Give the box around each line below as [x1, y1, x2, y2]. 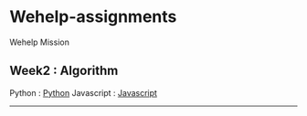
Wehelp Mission [9, 37, 70, 47]
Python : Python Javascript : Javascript [9, 87, 158, 98]
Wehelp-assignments [9, 6, 177, 27]
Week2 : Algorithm [9, 63, 119, 79]
